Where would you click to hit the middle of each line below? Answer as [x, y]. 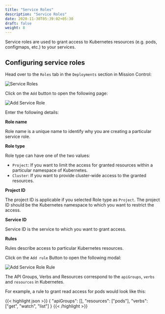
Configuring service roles [45, 63]
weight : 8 [15, 28]
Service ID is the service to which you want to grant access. [66, 229]
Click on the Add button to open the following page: [56, 93]
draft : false [18, 23]
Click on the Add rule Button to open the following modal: [63, 258]
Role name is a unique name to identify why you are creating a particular [78, 131]
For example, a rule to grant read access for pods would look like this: [76, 291]
